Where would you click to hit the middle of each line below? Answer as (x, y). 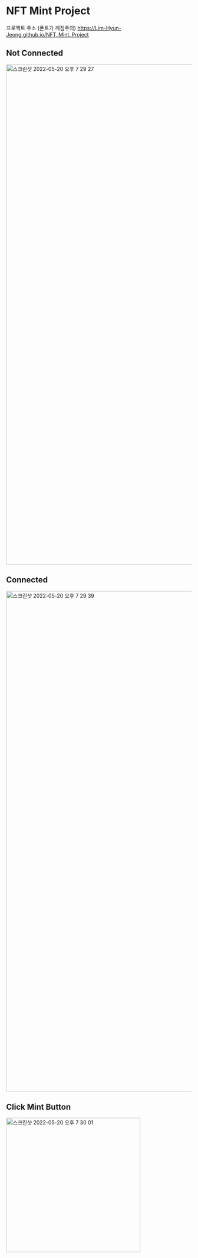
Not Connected (35, 53)
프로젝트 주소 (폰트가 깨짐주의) (41, 28)
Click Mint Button (39, 1107)
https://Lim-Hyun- (100, 28)
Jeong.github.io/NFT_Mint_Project (48, 34)
